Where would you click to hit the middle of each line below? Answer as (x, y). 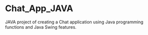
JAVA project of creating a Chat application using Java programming (74, 22)
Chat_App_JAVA (39, 9)
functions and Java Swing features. (41, 27)
